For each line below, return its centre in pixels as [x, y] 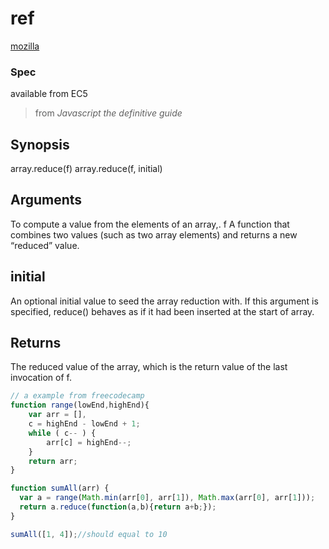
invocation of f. [41, 378]
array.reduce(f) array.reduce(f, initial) [86, 169]
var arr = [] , [57, 415]
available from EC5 [49, 94]
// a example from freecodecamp [77, 396]
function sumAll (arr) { [60, 488]
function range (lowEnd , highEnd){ [80, 405]
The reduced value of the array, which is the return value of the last [149, 367]
